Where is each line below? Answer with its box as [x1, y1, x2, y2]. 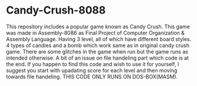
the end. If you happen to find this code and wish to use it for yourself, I [6, 60, 179, 68]
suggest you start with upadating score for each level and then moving [6, 67, 178, 74]
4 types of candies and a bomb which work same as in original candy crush [6, 42, 190, 49]
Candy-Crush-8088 [6, 4, 106, 17]
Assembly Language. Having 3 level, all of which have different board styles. [6, 35, 192, 42]
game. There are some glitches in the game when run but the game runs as [6, 48, 188, 55]
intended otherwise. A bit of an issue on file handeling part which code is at [6, 54, 189, 61]
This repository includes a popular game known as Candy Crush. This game [6, 23, 190, 30]
